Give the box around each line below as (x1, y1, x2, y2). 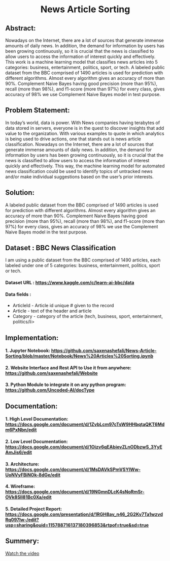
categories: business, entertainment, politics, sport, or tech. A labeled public (5, 65, 165, 70)
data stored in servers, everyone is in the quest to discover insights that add (5, 125, 164, 131)
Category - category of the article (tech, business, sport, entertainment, (12, 313, 163, 319)
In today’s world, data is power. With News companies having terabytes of (5, 120, 160, 126)
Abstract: (5, 24, 36, 33)
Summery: (5, 537, 40, 545)
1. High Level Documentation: (5, 416, 69, 422)
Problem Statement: (5, 106, 70, 115)
